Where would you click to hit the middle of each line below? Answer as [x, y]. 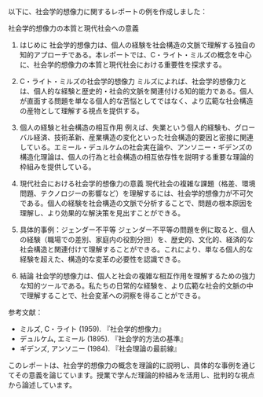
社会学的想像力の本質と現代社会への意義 [73, 28]
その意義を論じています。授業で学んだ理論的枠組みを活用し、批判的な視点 [135, 375]
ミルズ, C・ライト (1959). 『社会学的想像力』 [92, 329]
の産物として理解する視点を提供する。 [81, 111]
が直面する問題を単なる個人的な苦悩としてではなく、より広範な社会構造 [136, 101]
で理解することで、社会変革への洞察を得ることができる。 [112, 296]
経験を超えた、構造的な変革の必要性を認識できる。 [102, 259]
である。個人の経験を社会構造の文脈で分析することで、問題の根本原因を [136, 203]
